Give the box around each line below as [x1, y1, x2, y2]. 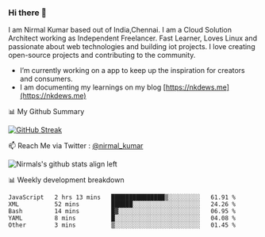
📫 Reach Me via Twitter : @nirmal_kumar [8, 141, 144, 151]
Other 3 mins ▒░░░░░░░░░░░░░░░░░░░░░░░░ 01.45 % [8, 221, 236, 229]
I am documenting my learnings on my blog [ [19, 82, 167, 92]
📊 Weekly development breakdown [8, 175, 125, 185]
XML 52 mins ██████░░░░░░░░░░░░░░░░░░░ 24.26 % [8, 201, 236, 208]
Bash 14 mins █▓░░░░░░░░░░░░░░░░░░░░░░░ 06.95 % [8, 208, 236, 216]
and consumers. [19, 75, 73, 84]
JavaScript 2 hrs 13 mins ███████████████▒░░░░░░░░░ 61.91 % [8, 193, 236, 201]
